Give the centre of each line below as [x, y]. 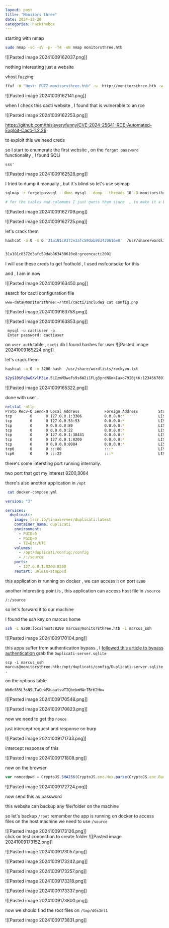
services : [16, 510]
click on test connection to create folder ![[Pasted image [64, 836]
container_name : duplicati [43, 525]
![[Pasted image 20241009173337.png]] [46, 891]
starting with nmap [25, 38]
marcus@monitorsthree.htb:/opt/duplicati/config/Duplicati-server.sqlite [84, 667]
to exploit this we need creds [35, 140]
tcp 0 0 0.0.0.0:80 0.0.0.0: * [65, 425]
